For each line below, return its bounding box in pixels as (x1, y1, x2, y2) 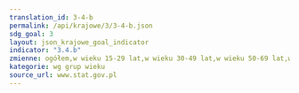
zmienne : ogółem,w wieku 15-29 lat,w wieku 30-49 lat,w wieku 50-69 (9, 54, 269, 63)
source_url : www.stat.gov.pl (9, 71, 117, 80)
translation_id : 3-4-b (9, 12, 93, 22)
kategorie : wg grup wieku (9, 63, 105, 72)
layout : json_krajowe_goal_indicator (9, 37, 149, 47)
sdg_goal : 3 (9, 29, 53, 38)
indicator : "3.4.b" (9, 46, 82, 55)
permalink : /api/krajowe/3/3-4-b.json (9, 21, 153, 30)
